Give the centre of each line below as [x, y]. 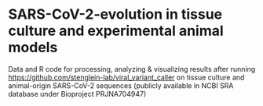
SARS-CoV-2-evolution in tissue [115, 14]
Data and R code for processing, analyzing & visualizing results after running [132, 69]
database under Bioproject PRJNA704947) [77, 94]
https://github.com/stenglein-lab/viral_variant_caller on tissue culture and [126, 77]
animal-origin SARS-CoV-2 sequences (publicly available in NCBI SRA [121, 85]
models [33, 48]
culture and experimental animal [116, 31]
